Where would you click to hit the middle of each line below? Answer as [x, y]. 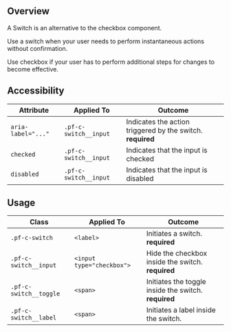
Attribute [34, 110]
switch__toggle [35, 294]
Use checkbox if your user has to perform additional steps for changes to [111, 62]
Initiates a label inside [181, 310]
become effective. [33, 69]
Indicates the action [158, 122]
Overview [29, 11]
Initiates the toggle [176, 282]
